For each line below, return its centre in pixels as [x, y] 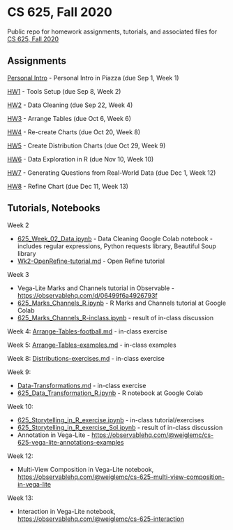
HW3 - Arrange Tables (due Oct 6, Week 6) [69, 118]
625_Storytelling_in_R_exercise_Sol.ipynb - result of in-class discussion [120, 427]
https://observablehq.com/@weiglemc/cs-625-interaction [101, 519]
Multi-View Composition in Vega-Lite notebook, [85, 469]
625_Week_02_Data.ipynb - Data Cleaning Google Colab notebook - [115, 238]
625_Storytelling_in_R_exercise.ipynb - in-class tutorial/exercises [111, 420]
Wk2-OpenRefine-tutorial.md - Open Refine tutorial [91, 261]
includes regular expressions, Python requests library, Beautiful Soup [116, 246]
